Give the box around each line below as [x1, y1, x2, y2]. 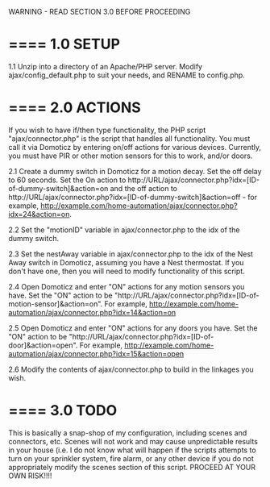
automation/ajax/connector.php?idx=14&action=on [8, 307, 177, 317]
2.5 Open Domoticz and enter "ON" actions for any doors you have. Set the [8, 323, 258, 333]
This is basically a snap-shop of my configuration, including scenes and [8, 427, 247, 438]
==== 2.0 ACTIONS [8, 98, 141, 117]
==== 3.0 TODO [8, 402, 118, 420]
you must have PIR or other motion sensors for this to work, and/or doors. [8, 151, 253, 160]
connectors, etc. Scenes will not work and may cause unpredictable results [8, 436, 258, 446]
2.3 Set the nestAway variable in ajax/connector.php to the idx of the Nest [8, 249, 254, 259]
